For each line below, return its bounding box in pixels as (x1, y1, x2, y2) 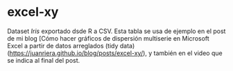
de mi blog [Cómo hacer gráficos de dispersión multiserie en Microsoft (7, 34, 209, 42)
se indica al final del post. (7, 56, 80, 64)
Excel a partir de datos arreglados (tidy (7, 41, 119, 50)
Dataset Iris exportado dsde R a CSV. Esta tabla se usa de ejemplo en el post (7, 27, 226, 35)
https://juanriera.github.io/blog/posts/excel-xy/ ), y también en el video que (9, 49, 223, 57)
